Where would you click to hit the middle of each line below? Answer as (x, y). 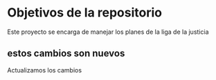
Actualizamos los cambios (44, 70)
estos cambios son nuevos (66, 53)
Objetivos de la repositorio (85, 13)
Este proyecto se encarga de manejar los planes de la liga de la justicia (108, 32)
